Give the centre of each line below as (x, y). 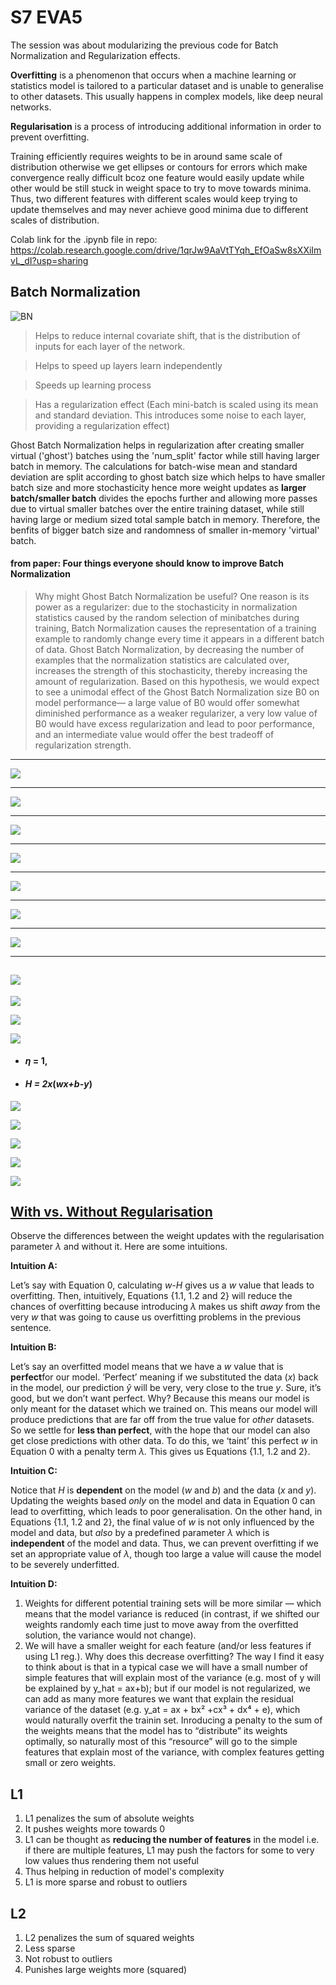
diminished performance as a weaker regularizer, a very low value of (176, 713)
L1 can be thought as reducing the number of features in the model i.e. (172, 1840)
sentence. (31, 1328)
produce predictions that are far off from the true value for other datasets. (162, 1420)
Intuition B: (33, 1347)
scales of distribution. (55, 220)
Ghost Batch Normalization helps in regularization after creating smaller (157, 445)
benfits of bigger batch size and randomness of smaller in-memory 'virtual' (165, 530)
